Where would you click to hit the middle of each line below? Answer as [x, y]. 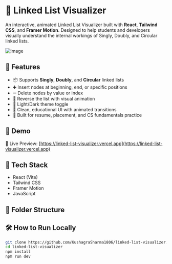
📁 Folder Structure [35, 210]
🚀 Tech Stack [27, 165]
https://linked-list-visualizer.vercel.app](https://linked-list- [101, 144]
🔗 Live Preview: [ [23, 144]
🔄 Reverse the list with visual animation [54, 98]
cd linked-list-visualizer [34, 247]
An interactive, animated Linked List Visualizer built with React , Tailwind [81, 25]
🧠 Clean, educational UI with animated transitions [64, 109]
